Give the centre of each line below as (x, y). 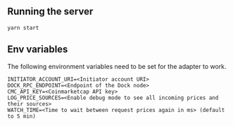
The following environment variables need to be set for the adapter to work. (117, 66)
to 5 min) (22, 116)
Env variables (38, 50)
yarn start (23, 27)
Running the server (50, 12)
